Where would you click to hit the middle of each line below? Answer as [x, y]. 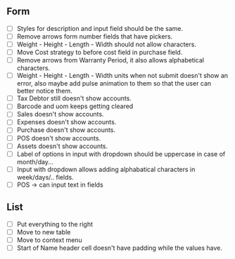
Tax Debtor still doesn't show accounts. [74, 98]
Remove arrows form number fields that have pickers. [95, 36]
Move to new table [44, 232]
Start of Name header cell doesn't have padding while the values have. [119, 248]
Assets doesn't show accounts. [62, 146]
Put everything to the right [55, 224]
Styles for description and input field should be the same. [100, 28]
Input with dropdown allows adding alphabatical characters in [106, 169]
